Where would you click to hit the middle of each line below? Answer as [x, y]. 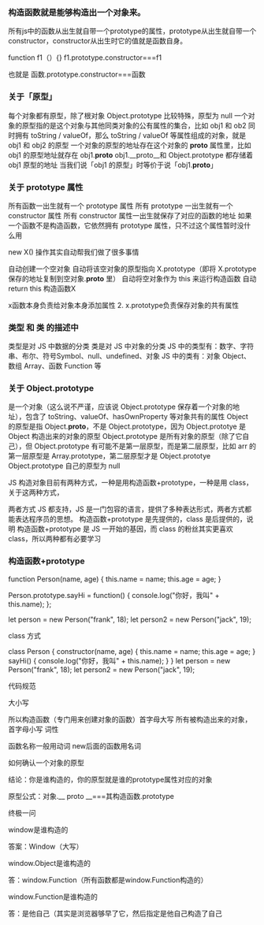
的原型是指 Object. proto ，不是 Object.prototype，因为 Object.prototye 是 [127, 426]
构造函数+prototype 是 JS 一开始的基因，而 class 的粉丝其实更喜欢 [125, 529]
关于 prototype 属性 [46, 187]
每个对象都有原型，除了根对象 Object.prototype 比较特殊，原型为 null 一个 [128, 115]
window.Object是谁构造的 [50, 863]
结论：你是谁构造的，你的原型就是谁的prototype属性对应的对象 [110, 779]
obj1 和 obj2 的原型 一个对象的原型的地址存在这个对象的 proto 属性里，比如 [130, 145]
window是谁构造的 [38, 830]
